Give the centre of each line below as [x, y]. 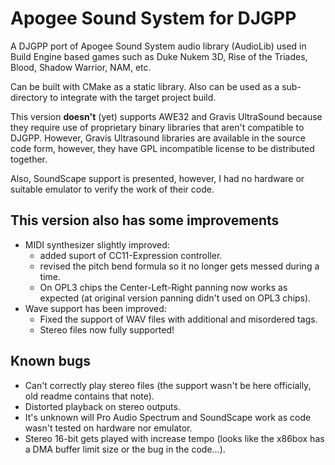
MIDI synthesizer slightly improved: [97, 244]
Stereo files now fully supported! [107, 329]
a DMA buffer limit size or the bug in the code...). [125, 449]
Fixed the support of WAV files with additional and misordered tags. [178, 319]
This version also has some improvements [145, 220]
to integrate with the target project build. [133, 97]
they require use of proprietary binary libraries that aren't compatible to [157, 127]
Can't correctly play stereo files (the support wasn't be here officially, [168, 385]
